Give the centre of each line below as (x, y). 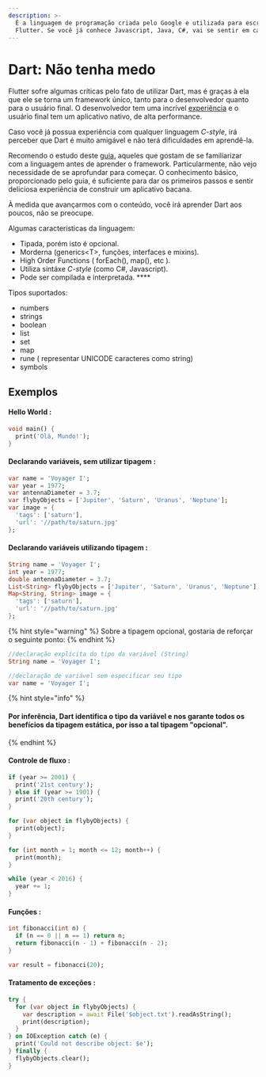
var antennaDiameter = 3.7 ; (55, 493)
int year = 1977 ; (37, 572)
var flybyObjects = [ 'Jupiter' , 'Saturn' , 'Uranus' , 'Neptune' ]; (118, 500)
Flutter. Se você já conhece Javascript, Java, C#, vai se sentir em (132, 30)
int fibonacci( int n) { (47, 929)
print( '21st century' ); (54, 785)
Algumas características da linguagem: (72, 228)
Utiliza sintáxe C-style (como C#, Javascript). (94, 269)
